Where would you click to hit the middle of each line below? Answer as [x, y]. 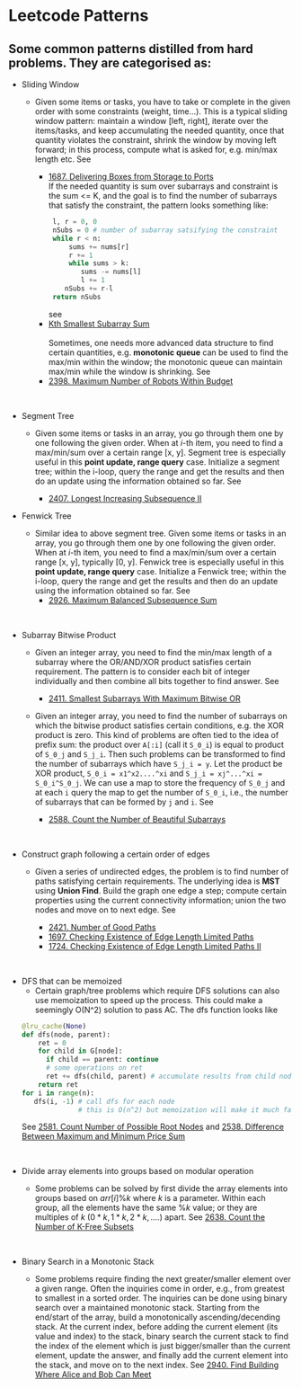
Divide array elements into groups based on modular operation [137, 1171]
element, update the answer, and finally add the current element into [161, 1356]
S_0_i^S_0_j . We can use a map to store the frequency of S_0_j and [160, 782]
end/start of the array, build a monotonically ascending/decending [157, 1317]
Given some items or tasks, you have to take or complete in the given [163, 102]
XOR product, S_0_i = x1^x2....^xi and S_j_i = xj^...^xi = [148, 773]
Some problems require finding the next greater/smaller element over [163, 1279]
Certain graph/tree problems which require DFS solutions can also [157, 991]
